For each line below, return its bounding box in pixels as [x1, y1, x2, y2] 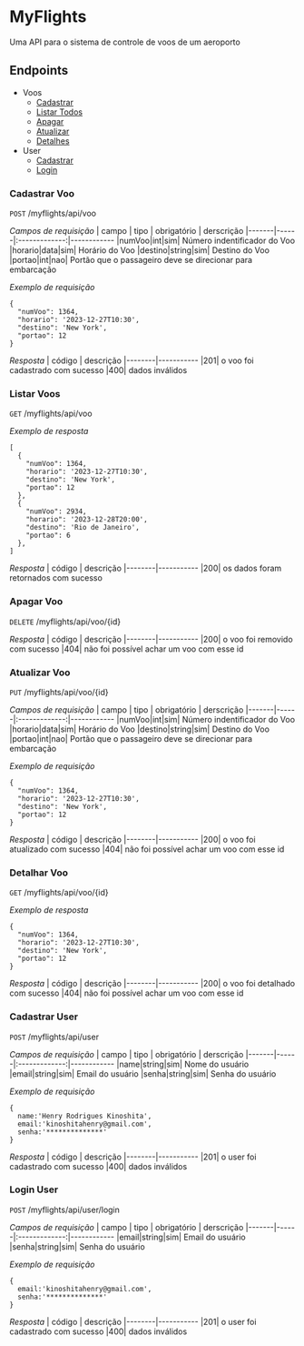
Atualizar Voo [9, 666, 71, 679]
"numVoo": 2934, [25, 507, 88, 516]
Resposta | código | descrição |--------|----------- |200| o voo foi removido [9, 633, 293, 644]
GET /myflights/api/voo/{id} [9, 887, 109, 898]
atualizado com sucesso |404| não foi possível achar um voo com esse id [9, 844, 285, 855]
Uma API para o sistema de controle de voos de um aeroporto [9, 36, 240, 47]
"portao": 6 [25, 531, 71, 541]
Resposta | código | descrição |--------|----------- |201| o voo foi [9, 355, 254, 366]
